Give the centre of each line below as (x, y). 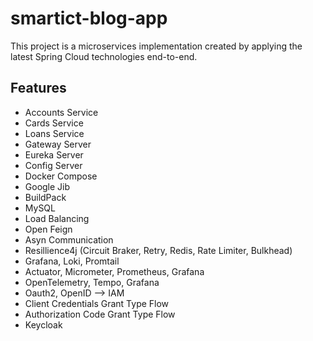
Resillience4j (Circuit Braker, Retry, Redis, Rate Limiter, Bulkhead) (158, 250)
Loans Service (54, 133)
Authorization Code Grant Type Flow (100, 314)
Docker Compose (61, 176)
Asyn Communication (69, 239)
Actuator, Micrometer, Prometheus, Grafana (114, 271)
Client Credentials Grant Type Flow (97, 303)
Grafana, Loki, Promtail (72, 261)
